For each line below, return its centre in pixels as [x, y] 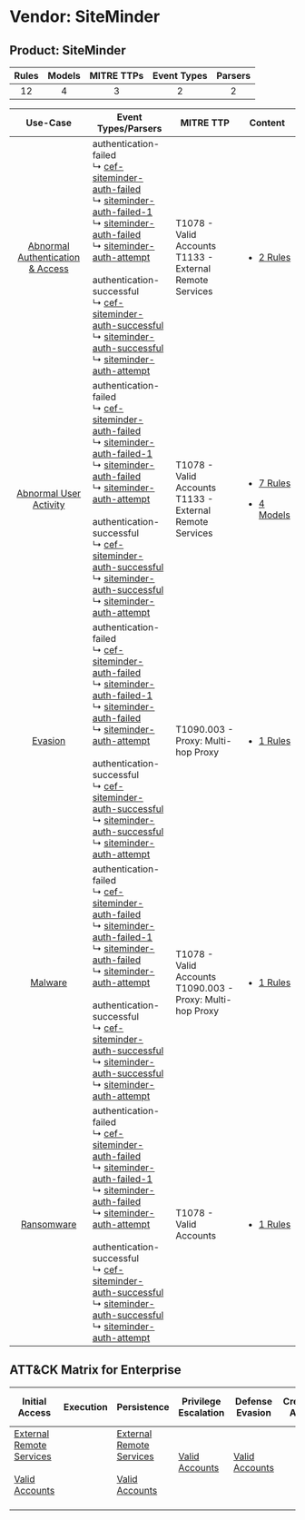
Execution [85, 1406]
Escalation [202, 1412]
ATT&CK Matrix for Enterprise [95, 1370]
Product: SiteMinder [68, 50]
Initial [34, 1401]
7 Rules [275, 483]
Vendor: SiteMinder [85, 17]
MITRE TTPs [117, 76]
